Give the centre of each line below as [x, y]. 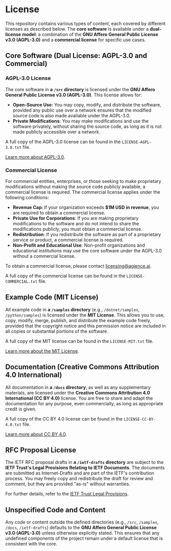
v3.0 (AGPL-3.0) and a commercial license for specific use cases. [76, 40]
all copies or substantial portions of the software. [57, 331]
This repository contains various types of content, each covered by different [86, 23]
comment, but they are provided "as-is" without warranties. [68, 484]
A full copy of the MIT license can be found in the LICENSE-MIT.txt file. [79, 341]
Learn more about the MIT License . [42, 351]
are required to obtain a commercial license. [59, 213]
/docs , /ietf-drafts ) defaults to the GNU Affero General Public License [81, 528]
